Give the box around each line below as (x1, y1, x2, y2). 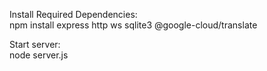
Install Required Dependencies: (9, 9, 138, 20)
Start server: (9, 39, 61, 50)
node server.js (9, 49, 69, 61)
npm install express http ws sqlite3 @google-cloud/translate (9, 19, 258, 31)
